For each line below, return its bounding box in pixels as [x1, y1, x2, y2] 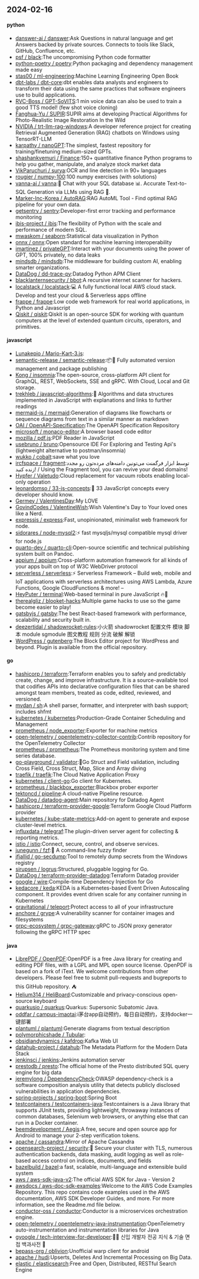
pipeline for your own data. [15, 201, 81, 208]
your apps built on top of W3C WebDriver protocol [15, 562, 138, 570]
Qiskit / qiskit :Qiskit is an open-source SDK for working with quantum [15, 311, 184, 318]
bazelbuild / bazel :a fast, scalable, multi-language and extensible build [15, 1163, 187, 1171]
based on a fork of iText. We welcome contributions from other [15, 968, 169, 975]
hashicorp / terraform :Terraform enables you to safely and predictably [15, 670, 186, 677]
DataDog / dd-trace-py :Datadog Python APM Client [15, 270, 141, 277]
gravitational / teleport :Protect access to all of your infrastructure [15, 903, 174, 910]
